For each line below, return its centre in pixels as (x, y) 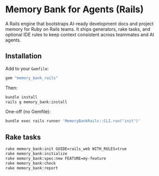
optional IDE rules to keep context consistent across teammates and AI (80, 34)
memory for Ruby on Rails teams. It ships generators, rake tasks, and (78, 29)
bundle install (21, 97)
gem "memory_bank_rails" (32, 78)
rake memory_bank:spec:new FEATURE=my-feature (56, 158)
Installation (24, 56)
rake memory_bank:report (32, 168)
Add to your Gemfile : (27, 68)
